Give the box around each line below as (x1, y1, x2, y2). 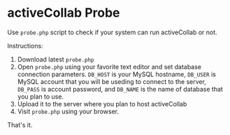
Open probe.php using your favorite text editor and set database (17, 62, 201, 71)
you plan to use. (17, 92, 64, 101)
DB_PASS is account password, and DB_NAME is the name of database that (17, 85, 224, 93)
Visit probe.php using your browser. (17, 107, 120, 115)
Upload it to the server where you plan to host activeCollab (17, 99, 187, 108)
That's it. (7, 120, 33, 129)
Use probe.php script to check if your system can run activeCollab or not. (7, 28, 218, 36)
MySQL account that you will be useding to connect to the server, (17, 77, 206, 85)
